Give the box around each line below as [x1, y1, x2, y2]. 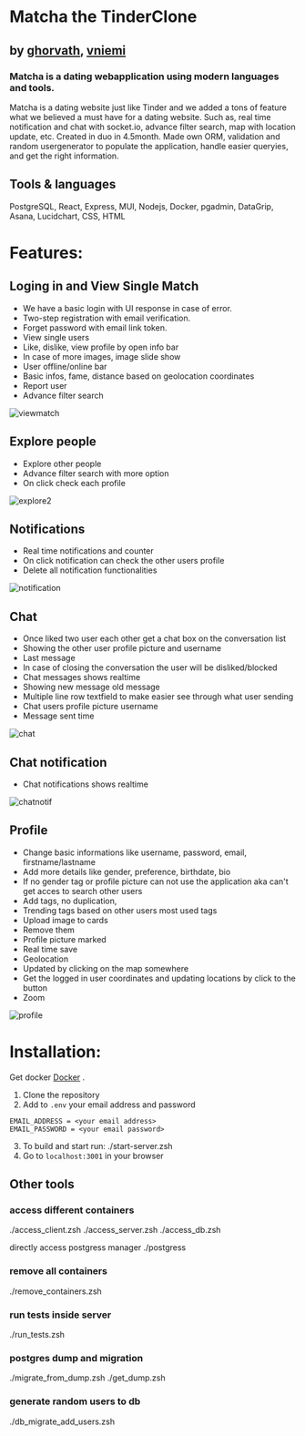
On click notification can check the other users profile [22, 555, 225, 566]
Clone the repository [22, 1089, 100, 1100]
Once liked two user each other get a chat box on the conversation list [22, 633, 287, 644]
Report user [22, 380, 67, 391]
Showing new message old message [22, 681, 161, 693]
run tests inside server [9, 1309, 112, 1321]
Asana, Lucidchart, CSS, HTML [9, 210, 126, 221]
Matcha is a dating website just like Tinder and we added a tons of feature [9, 102, 287, 113]
